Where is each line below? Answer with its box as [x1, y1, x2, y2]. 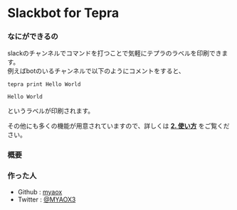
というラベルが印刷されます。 [7, 106, 95, 115]
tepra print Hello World [7, 81, 81, 88]
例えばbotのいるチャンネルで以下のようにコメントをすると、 [7, 67, 185, 75]
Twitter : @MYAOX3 [17, 195, 76, 204]
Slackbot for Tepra [7, 5, 120, 21]
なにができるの [7, 32, 58, 42]
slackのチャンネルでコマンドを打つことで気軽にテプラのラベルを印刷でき [7, 49, 222, 57]
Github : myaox [17, 187, 63, 196]
